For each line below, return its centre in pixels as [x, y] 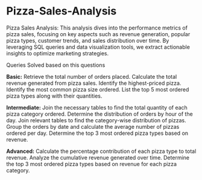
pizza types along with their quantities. [54, 96]
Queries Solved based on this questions [56, 65]
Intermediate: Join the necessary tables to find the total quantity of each [97, 107]
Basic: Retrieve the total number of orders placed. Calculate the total [92, 76]
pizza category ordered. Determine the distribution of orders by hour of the [99, 114]
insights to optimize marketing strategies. [58, 53]
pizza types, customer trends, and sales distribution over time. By [88, 40]
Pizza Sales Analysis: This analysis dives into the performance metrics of [97, 28]
